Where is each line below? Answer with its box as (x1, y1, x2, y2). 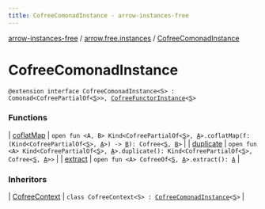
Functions (8, 112, 47, 123)
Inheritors (8, 173, 47, 184)
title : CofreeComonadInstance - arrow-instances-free (8, 11, 190, 20)
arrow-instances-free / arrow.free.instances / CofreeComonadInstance (8, 33, 240, 43)
